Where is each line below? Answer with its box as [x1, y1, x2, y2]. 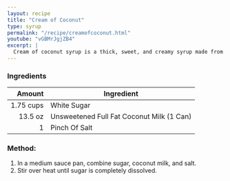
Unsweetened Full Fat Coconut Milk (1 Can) [50, 111, 192, 121]
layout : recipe [7, 10, 51, 17]
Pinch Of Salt [50, 123, 93, 133]
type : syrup [7, 23, 41, 30]
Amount [17, 89, 44, 98]
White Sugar [50, 100, 91, 110]
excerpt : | [7, 42, 39, 49]
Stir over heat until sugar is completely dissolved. [17, 167, 157, 175]
